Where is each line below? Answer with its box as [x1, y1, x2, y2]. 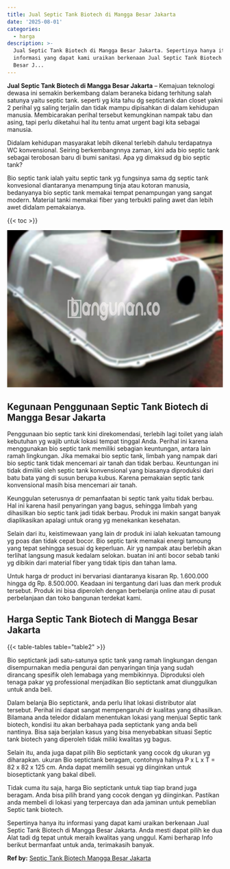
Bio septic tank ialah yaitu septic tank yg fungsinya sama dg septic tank [7, 174, 209, 182]
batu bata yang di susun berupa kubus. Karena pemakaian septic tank [7, 474, 205, 482]
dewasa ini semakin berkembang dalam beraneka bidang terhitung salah [7, 89, 212, 97]
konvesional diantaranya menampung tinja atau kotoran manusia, [7, 181, 190, 189]
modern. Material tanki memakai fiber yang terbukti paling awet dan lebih [7, 196, 214, 204]
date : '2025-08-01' [7, 18, 63, 25]
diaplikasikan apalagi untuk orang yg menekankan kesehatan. [7, 516, 181, 525]
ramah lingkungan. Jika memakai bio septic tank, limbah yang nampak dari [7, 452, 218, 460]
